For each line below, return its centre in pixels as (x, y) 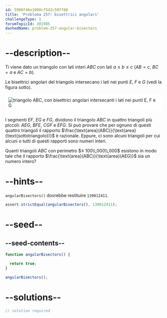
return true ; (23, 263)
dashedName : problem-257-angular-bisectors (51, 28)
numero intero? (21, 161)
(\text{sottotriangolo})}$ (30, 136)
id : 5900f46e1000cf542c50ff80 (37, 10)
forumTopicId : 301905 (28, 24)
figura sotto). (18, 87)
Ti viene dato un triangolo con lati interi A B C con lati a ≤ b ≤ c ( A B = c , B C (82, 67)
